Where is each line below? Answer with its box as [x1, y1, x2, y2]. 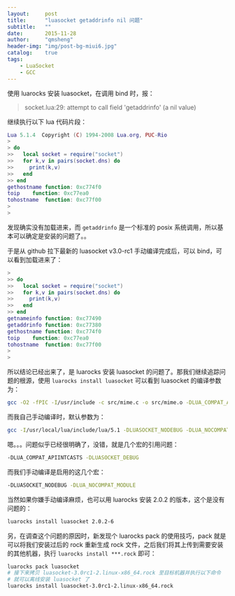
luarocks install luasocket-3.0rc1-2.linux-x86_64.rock [7, 583, 173, 590]
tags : [7, 56, 23, 63]
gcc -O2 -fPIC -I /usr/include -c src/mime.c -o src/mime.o [7, 399, 183, 406]
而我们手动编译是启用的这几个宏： [7, 467, 106, 476]
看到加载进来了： [13, 255, 63, 263]
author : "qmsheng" [7, 36, 73, 43]
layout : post [7, 10, 58, 18]
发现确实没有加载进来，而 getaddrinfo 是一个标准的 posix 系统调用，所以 [7, 223, 218, 231]
